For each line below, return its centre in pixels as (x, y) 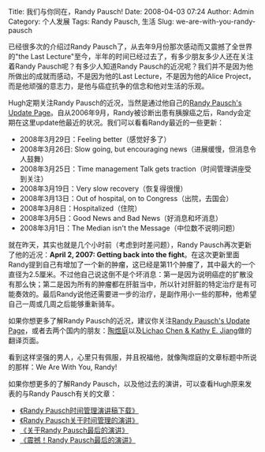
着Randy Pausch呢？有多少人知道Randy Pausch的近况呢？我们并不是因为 (127, 66)
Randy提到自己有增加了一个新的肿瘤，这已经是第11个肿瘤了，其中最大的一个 (132, 264)
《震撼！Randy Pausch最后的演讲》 (78, 440)
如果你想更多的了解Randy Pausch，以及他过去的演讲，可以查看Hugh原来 (127, 384)
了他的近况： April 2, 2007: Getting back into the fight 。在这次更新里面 (124, 254)
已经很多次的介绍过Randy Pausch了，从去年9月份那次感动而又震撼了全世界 (130, 47)
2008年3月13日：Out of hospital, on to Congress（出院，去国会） (126, 198)
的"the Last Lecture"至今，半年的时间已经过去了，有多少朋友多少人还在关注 (131, 56)
